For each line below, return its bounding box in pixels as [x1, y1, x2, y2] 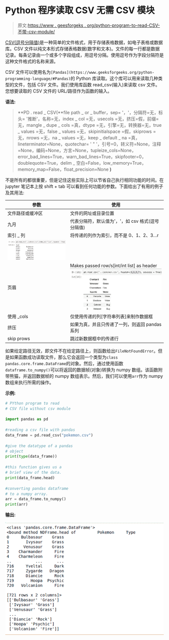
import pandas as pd [5, 417, 49, 422]
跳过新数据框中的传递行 [70, 335, 119, 341]
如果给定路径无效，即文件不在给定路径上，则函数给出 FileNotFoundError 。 [5, 348, 158, 354]
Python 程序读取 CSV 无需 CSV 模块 [5, 5, 155, 16]
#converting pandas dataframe [5, 486, 69, 491]
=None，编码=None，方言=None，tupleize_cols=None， [17, 147, 136, 153]
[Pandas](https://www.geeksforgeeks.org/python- [50, 70, 155, 75]
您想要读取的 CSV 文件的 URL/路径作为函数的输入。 [5, 88, 112, 94]
